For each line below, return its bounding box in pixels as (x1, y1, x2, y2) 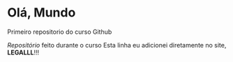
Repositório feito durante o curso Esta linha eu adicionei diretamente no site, (7, 41, 227, 49)
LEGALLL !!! (7, 48, 40, 56)
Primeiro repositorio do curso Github (7, 28, 112, 36)
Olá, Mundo (7, 5, 76, 21)
